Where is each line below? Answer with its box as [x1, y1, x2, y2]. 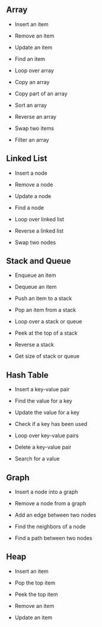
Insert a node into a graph [14, 489, 78, 496]
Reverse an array [14, 113, 57, 120]
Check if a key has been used [14, 421, 88, 428]
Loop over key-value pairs [14, 432, 79, 439]
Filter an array [14, 136, 49, 143]
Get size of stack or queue [14, 353, 80, 360]
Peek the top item [14, 591, 58, 598]
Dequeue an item [14, 283, 57, 291]
